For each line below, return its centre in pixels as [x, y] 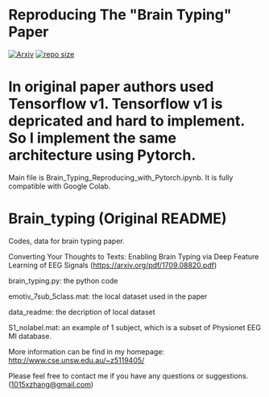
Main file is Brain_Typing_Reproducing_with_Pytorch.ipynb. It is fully [121, 177]
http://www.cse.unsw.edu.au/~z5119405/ [77, 360]
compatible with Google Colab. [60, 186]
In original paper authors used [111, 87]
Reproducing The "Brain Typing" [120, 15]
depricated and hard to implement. [126, 121]
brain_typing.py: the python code [63, 280]
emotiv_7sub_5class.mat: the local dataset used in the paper [108, 296]
